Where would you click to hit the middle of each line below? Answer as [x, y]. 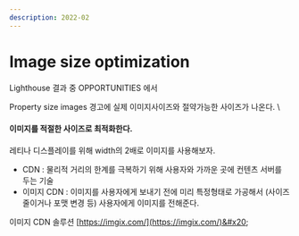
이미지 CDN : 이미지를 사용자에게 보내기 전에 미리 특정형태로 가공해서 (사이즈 [156, 191]
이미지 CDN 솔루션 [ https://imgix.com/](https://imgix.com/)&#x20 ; [129, 222]
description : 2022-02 [50, 17]
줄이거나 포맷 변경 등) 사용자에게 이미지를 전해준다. [110, 203]
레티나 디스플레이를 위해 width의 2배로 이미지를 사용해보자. [112, 150]
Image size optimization [100, 61]
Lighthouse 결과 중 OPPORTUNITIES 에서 [83, 88]
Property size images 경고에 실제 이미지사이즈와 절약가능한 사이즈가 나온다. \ [145, 106]
